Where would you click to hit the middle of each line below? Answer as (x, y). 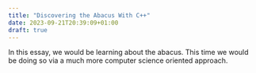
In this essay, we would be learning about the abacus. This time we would (128, 53)
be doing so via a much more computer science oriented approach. (118, 60)
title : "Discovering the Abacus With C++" (79, 15)
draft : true (28, 30)
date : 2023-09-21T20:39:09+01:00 (63, 23)
